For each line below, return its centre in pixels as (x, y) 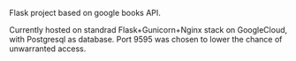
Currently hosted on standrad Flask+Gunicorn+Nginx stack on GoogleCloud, (148, 30)
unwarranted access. (48, 49)
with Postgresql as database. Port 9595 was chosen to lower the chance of (146, 39)
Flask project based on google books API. (85, 13)
